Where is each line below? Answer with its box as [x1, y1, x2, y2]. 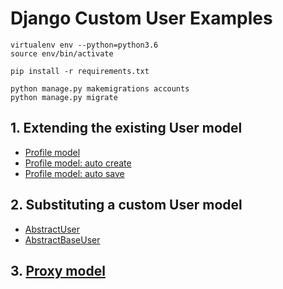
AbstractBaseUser [24, 233, 101, 246]
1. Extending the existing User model [10, 120, 243, 137]
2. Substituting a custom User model [10, 197, 243, 214]
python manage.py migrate [10, 92, 118, 102]
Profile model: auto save [24, 167, 125, 179]
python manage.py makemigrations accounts [10, 83, 190, 94]
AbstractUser [24, 223, 80, 235]
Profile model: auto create [24, 157, 132, 169]
